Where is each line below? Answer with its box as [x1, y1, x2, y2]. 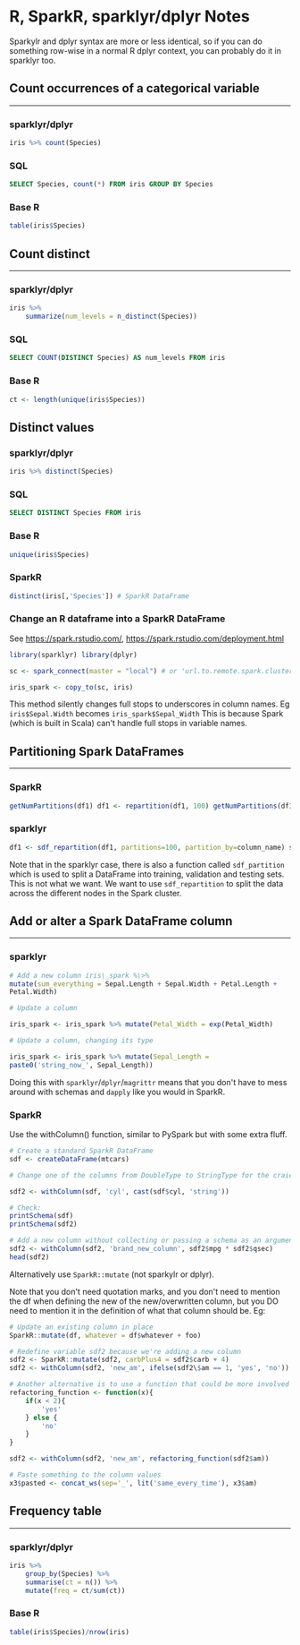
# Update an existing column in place [9, 1323, 154, 1332]
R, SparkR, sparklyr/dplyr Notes [9, 6, 250, 27]
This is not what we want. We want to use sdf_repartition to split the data [9, 878, 284, 888]
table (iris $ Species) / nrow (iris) [9, 1627, 129, 1636]
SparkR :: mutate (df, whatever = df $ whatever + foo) [9, 1331, 202, 1340]
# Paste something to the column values [9, 1470, 162, 1479]
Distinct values [9, 419, 95, 435]
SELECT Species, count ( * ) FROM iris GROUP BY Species [9, 180, 214, 189]
